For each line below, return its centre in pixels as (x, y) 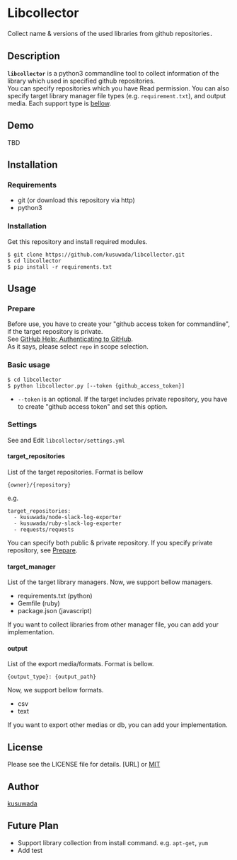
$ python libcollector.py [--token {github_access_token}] (96, 386)
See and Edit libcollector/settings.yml (66, 440)
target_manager (31, 566)
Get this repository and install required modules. (77, 241)
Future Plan (33, 826)
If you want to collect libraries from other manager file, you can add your (113, 624)
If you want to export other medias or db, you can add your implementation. (117, 725)
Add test (30, 850)
